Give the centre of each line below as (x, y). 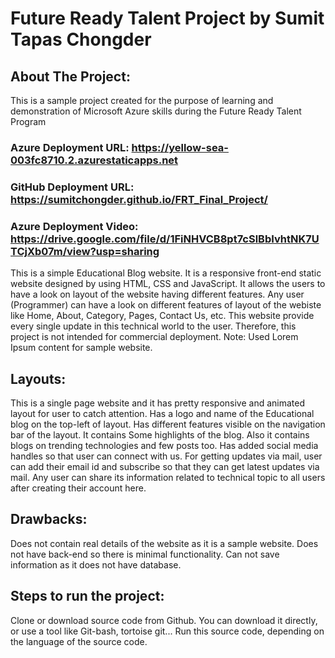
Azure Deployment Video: (74, 226)
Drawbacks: (49, 519)
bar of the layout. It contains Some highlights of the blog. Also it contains (160, 434)
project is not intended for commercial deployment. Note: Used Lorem (154, 337)
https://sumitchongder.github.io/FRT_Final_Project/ (139, 199)
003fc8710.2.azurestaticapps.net (94, 160)
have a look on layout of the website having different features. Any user (157, 294)
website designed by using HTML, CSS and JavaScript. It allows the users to (168, 284)
